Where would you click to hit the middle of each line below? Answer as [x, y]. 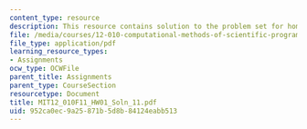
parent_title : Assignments [61, 77]
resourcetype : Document [55, 94]
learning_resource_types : [58, 52]
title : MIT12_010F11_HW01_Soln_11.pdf [83, 102]
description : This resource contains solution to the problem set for [147, 26]
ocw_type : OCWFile [44, 69]
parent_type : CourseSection [63, 85]
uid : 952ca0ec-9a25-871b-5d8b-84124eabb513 [94, 111]
